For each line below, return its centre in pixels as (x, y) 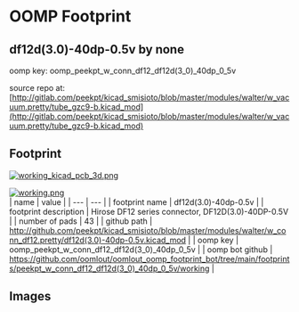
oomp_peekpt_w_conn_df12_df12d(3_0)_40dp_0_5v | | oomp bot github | (141, 249)
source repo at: (37, 88)
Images (30, 296)
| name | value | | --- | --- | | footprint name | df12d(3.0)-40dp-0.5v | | (137, 201)
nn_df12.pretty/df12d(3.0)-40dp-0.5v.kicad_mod (98, 240)
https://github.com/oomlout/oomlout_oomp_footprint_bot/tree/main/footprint (149, 259)
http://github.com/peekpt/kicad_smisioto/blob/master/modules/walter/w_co (148, 230)
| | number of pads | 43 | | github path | (81, 221)
